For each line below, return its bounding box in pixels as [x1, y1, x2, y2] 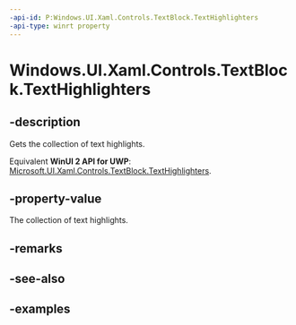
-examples [9, 302, 71, 317]
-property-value [9, 191, 102, 206]
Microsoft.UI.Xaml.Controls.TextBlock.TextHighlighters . [9, 165, 213, 175]
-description [9, 115, 81, 130]
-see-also [9, 271, 65, 287]
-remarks [9, 241, 63, 256]
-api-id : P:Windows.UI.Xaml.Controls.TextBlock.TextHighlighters [9, 13, 258, 22]
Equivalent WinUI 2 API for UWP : [9, 156, 132, 167]
